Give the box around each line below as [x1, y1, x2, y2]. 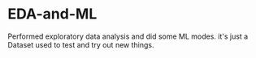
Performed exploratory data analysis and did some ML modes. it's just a [7, 31, 249, 41]
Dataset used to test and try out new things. [7, 39, 154, 49]
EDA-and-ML [7, 5, 98, 23]
